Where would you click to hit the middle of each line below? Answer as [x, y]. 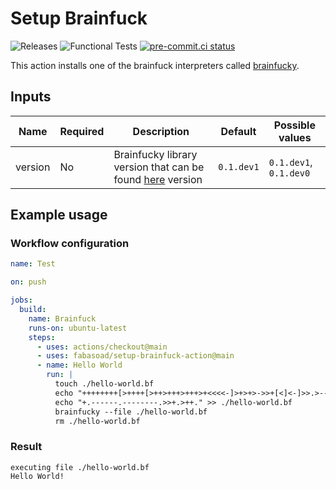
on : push [28, 282]
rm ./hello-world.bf [97, 421]
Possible [294, 125]
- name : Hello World [79, 365]
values [295, 137]
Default [238, 131]
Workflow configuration [70, 244]
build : [33, 310]
